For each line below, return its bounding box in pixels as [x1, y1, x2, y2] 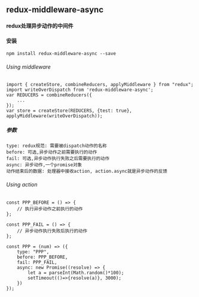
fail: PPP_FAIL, [17, 259, 58, 265]
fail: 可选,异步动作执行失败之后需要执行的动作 [6, 155, 110, 162]
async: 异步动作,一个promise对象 [6, 162, 82, 168]
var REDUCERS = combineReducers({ [6, 92, 93, 98]
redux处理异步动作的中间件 [6, 22, 74, 29]
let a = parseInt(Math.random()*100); [27, 270, 124, 275]
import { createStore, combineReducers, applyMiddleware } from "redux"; [6, 82, 194, 88]
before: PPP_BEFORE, [17, 254, 68, 260]
